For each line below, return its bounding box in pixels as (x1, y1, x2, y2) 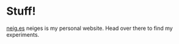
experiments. (6, 31, 40, 38)
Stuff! (6, 4, 36, 18)
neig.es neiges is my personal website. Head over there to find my (6, 24, 173, 32)
